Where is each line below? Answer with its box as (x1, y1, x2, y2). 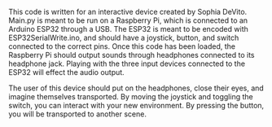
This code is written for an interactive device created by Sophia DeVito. (8, 7, 248, 16)
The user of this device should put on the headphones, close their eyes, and (8, 83, 265, 93)
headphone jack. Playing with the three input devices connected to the (8, 59, 246, 68)
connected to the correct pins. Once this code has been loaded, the (8, 42, 236, 51)
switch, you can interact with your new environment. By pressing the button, (8, 101, 265, 110)
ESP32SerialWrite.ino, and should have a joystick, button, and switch (8, 33, 239, 42)
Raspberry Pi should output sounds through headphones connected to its (8, 50, 255, 59)
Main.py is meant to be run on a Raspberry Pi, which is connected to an (8, 15, 248, 25)
